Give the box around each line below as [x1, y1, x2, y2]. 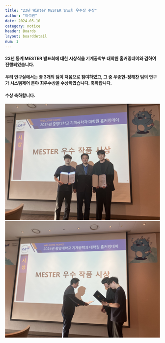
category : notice [5, 24, 41, 29]
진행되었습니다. [5, 62, 34, 68]
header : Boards [5, 29, 36, 34]
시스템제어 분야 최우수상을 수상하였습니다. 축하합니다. [10, 80, 112, 86]
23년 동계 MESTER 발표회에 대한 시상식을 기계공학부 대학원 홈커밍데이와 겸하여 [5, 56, 156, 62]
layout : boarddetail [5, 34, 48, 39]
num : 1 [5, 39, 19, 44]
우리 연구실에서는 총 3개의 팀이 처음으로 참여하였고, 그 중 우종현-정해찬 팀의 [5, 74, 148, 80]
